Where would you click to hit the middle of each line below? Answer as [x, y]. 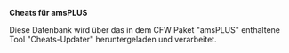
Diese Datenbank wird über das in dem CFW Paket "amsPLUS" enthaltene [144, 30]
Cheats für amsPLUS [48, 13]
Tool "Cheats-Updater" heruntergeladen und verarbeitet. [113, 39]
